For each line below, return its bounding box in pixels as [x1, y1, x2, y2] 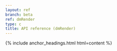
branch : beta [5, 12, 33, 17]
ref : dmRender [5, 17, 35, 22]
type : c [5, 21, 22, 27]
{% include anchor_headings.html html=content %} [5, 40, 112, 46]
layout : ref [5, 7, 30, 13]
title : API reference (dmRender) [5, 26, 76, 31]
